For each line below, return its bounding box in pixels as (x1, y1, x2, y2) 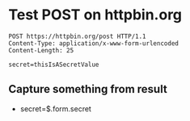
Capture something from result (8, 82, 167, 96)
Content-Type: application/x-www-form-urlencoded (8, 39, 179, 48)
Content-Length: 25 (8, 46, 74, 54)
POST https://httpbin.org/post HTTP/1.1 (8, 32, 147, 40)
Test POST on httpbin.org (8, 6, 183, 24)
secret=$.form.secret (19, 103, 91, 114)
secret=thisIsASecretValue (8, 60, 99, 69)
